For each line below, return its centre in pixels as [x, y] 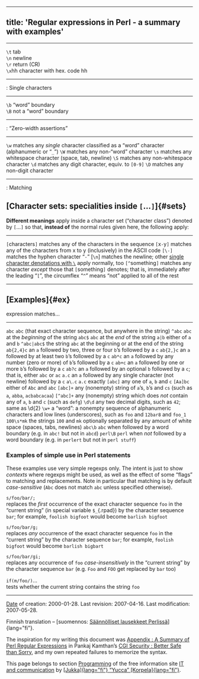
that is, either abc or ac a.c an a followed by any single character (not [90, 375]
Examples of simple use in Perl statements [68, 455]
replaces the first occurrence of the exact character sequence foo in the [94, 504]
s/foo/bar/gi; [24, 557]
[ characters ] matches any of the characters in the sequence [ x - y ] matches [99, 244]
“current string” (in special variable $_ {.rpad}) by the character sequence [95, 510]
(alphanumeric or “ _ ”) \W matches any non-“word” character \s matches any [99, 151]
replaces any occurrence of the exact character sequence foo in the [89, 533]
